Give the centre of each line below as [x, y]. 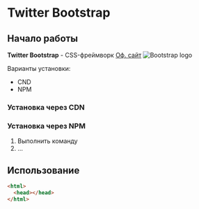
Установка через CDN [46, 107]
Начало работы [43, 39]
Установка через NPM [46, 126]
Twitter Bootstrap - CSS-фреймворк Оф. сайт [74, 55]
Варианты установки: [39, 68]
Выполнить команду [47, 141]
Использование [43, 170]
